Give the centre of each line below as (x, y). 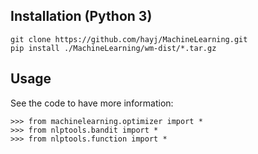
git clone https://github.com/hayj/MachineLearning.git (129, 39)
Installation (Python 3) (81, 16)
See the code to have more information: (92, 103)
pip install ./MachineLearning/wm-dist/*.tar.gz (113, 48)
